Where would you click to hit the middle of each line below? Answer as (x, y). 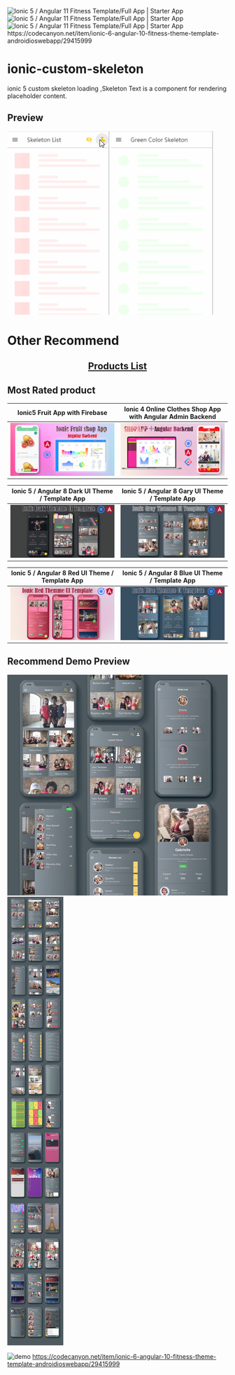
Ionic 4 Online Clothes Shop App (173, 409)
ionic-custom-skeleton (76, 69)
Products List (117, 366)
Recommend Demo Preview (69, 662)
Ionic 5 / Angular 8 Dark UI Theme (62, 491)
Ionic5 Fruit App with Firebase (62, 413)
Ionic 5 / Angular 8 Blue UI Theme (172, 573)
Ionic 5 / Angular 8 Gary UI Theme (172, 491)
